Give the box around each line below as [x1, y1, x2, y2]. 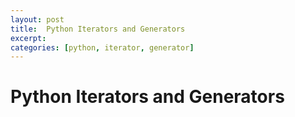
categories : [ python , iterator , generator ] [10, 42, 195, 53]
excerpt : [10, 33, 47, 43]
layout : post [10, 14, 65, 25]
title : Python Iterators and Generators [10, 24, 186, 34]
